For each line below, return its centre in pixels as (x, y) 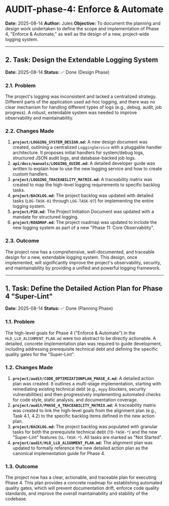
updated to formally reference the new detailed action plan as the (80, 448)
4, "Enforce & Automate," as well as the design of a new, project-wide (77, 34)
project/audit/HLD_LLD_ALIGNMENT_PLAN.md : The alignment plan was (82, 443)
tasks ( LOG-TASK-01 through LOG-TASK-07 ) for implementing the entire (83, 201)
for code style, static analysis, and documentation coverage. (75, 400)
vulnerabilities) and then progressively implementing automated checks (87, 395)
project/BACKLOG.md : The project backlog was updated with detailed (83, 196)
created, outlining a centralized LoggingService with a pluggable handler (87, 147)
